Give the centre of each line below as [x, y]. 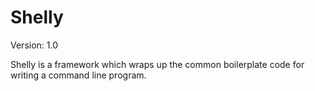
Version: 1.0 [34, 45]
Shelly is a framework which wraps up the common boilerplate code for [157, 64]
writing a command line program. [78, 75]
